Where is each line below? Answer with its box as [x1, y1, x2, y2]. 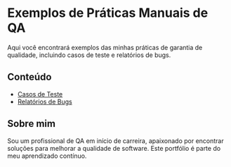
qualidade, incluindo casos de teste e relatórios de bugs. [7, 51, 171, 59]
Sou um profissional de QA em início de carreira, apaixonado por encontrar [7, 136, 224, 145]
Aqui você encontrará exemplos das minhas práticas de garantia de [7, 43, 203, 51]
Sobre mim [7, 118, 56, 130]
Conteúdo [7, 71, 52, 83]
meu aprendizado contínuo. [7, 151, 87, 160]
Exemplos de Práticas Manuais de [7, 5, 209, 21]
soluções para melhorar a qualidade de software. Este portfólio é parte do [7, 144, 221, 152]
